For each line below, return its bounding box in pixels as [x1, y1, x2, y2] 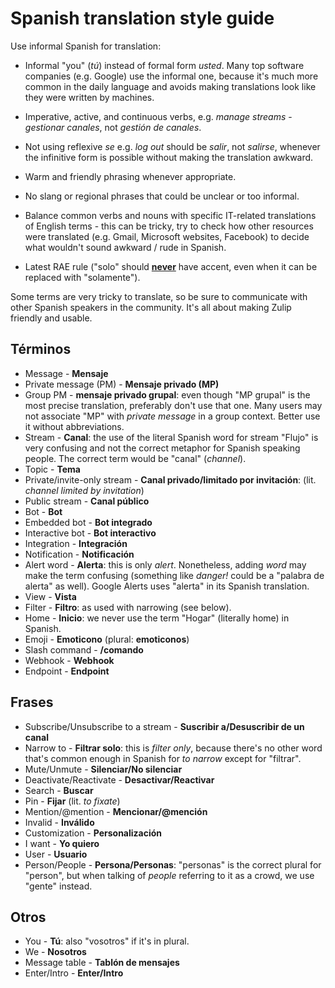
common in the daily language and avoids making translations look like [24, 80, 317, 92]
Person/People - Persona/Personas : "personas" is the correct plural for [24, 858, 322, 871]
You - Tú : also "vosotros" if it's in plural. [24, 935, 190, 947]
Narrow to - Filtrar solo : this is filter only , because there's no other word [24, 742, 323, 754]
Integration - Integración [24, 537, 128, 549]
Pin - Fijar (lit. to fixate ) [24, 795, 121, 807]
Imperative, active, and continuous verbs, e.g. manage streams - [24, 110, 293, 122]
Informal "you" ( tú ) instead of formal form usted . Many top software [24, 59, 305, 71]
